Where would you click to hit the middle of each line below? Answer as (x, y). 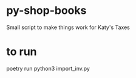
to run (22, 52)
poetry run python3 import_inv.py (48, 68)
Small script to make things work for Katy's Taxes (68, 27)
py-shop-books (46, 11)
